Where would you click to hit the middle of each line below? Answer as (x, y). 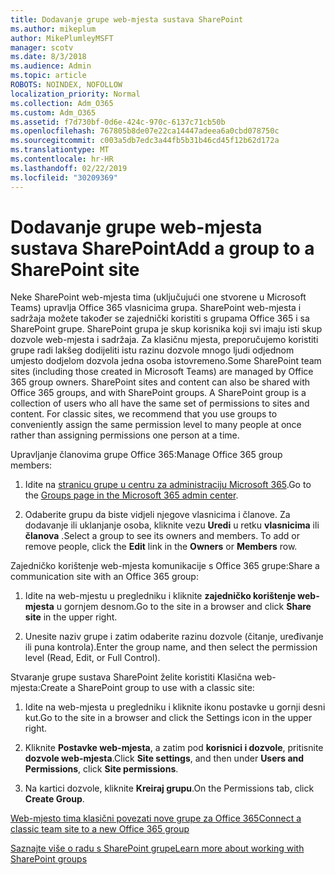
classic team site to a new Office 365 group (100, 829)
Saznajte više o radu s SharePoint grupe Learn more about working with (157, 848)
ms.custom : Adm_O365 (53, 112)
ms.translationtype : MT (60, 150)
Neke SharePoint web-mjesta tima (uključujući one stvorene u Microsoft (158, 297)
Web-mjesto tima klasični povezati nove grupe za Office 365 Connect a (156, 818)
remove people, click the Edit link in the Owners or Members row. (161, 547)
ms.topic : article (48, 76)
